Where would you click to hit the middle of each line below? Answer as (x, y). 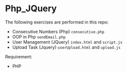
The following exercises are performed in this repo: (57, 22)
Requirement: (19, 56)
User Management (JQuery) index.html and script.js (67, 42)
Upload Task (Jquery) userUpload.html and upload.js (66, 47)
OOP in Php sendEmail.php (39, 37)
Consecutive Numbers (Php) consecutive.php (58, 31)
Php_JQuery (31, 9)
